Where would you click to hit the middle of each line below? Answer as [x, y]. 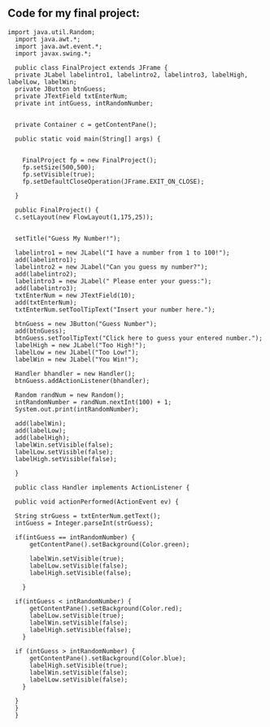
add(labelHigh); [42, 438]
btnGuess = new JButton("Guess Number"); [86, 324]
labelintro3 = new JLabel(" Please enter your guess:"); [113, 281]
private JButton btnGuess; [61, 89]
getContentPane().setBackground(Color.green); [109, 544]
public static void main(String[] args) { [88, 139]
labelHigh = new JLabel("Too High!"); [81, 345]
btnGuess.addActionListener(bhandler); [83, 381]
